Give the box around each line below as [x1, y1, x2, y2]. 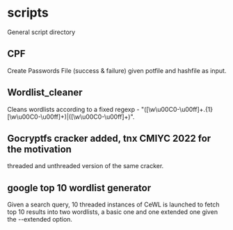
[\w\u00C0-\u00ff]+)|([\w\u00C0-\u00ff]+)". [7, 113, 135, 121]
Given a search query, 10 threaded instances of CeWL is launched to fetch [7, 200, 220, 209]
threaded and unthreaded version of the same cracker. [7, 162, 164, 170]
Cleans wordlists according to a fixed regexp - [7, 105, 140, 113]
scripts [7, 5, 49, 21]
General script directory [7, 28, 76, 36]
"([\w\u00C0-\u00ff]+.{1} [140, 105, 214, 113]
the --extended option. [7, 215, 73, 224]
